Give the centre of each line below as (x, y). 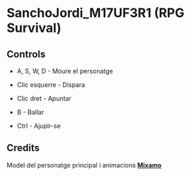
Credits (23, 148)
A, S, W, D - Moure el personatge (65, 71)
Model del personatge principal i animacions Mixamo (84, 165)
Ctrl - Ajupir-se (39, 126)
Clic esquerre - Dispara (51, 85)
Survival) (34, 28)
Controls (26, 54)
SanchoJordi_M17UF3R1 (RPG (95, 13)
